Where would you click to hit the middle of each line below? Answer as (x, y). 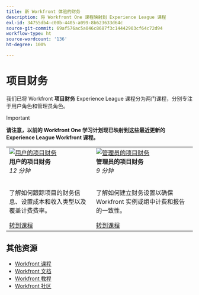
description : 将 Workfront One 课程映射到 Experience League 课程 (86, 17)
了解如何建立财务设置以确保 (134, 193)
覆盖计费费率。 (30, 210)
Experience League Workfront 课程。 (52, 137)
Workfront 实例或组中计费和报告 (140, 201)
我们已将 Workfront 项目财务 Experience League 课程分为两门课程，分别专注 (99, 98)
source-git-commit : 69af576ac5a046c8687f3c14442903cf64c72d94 (84, 28)
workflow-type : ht (29, 34)
